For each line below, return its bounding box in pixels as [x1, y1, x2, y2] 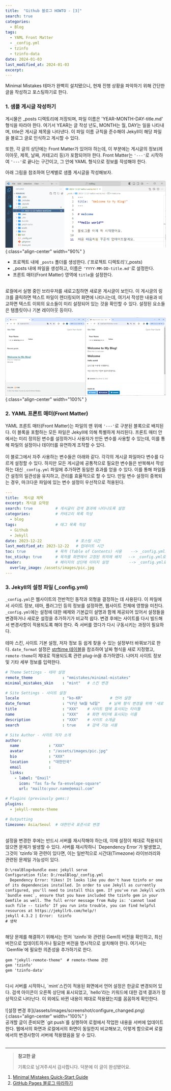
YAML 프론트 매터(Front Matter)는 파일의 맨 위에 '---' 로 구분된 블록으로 [5, 422, 150, 428]
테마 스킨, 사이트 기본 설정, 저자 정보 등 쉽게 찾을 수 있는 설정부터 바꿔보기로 [5, 640, 156, 646]
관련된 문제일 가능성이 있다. [5, 856, 60, 862]
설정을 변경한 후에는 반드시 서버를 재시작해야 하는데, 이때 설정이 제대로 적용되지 [5, 837, 163, 844]
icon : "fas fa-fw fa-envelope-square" [18, 781, 101, 786]
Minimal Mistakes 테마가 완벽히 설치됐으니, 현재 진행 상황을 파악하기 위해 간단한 [5, 83, 165, 89]
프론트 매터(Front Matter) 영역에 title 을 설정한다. [12, 272, 113, 278]
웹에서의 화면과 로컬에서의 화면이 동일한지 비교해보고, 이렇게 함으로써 [16, 1025, 154, 1031]
